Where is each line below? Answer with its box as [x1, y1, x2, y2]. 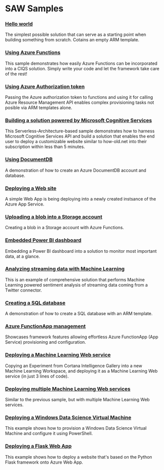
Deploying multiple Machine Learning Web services [5, 385, 131, 392]
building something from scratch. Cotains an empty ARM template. [5, 37, 140, 43]
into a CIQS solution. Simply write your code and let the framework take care [5, 65, 160, 71]
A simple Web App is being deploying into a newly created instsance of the [5, 196, 156, 202]
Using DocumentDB [5, 156, 53, 163]
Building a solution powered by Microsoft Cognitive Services [5, 117, 152, 123]
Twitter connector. [5, 287, 42, 293]
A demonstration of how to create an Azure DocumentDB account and [5, 167, 146, 173]
